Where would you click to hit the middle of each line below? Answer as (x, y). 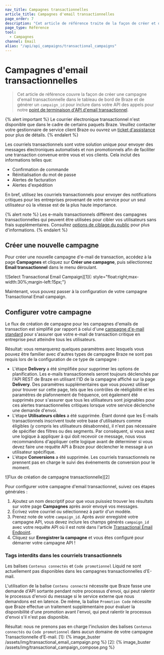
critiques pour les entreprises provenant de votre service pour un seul (75, 200)
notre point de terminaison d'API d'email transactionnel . (73, 110)
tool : (10, 32)
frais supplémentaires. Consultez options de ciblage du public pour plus (77, 225)
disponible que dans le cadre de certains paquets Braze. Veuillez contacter (81, 124)
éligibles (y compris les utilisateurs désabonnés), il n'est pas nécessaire (84, 426)
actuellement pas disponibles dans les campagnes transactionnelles (74, 571)
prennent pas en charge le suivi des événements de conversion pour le (83, 462)
